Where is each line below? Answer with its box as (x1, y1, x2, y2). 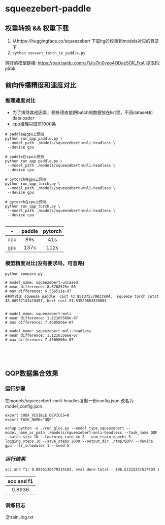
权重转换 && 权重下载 (5, 24, 69, 32)
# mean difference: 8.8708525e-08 (5, 284, 76, 289)
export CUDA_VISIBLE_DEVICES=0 (5, 413, 69, 418)
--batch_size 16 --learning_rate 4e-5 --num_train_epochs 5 (5, 434, 132, 439)
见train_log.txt (5, 514, 33, 520)
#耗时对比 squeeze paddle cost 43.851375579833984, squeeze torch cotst (5, 294, 159, 299)
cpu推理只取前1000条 (12, 121, 56, 127)
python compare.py (5, 271, 43, 276)
